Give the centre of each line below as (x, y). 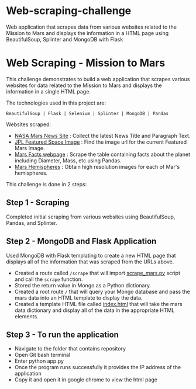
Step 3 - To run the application (62, 334)
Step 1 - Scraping (38, 203)
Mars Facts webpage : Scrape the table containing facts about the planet (102, 154)
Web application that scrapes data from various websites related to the (92, 27)
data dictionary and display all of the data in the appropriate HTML (94, 310)
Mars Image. (30, 148)
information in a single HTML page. (48, 91)
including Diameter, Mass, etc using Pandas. (68, 160)
